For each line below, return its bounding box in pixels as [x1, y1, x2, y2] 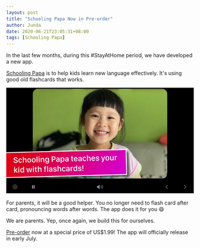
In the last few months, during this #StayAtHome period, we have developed [6, 52, 193, 59]
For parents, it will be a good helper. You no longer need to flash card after [6, 199, 189, 206]
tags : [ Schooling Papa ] [6, 34, 65, 41]
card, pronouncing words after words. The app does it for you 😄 [6, 205, 165, 212]
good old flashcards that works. [6, 76, 85, 83]
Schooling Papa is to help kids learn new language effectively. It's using [6, 70, 182, 77]
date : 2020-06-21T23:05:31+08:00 [6, 29, 89, 34]
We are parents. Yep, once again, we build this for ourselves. [6, 217, 155, 224]
